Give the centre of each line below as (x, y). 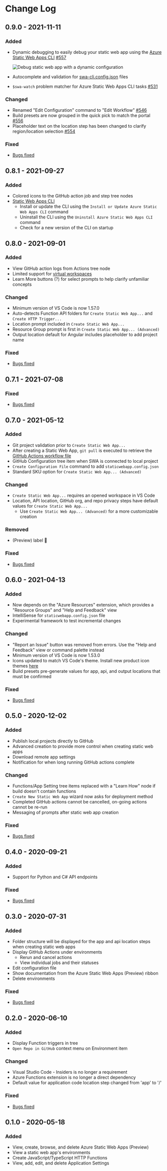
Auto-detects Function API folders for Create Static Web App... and (83, 313)
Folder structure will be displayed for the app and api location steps (81, 941)
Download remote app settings (44, 757)
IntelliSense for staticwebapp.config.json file (59, 615)
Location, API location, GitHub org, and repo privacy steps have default (85, 501)
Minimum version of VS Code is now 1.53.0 (56, 655)
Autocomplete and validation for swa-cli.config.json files (70, 77)
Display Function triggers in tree (45, 1043)
